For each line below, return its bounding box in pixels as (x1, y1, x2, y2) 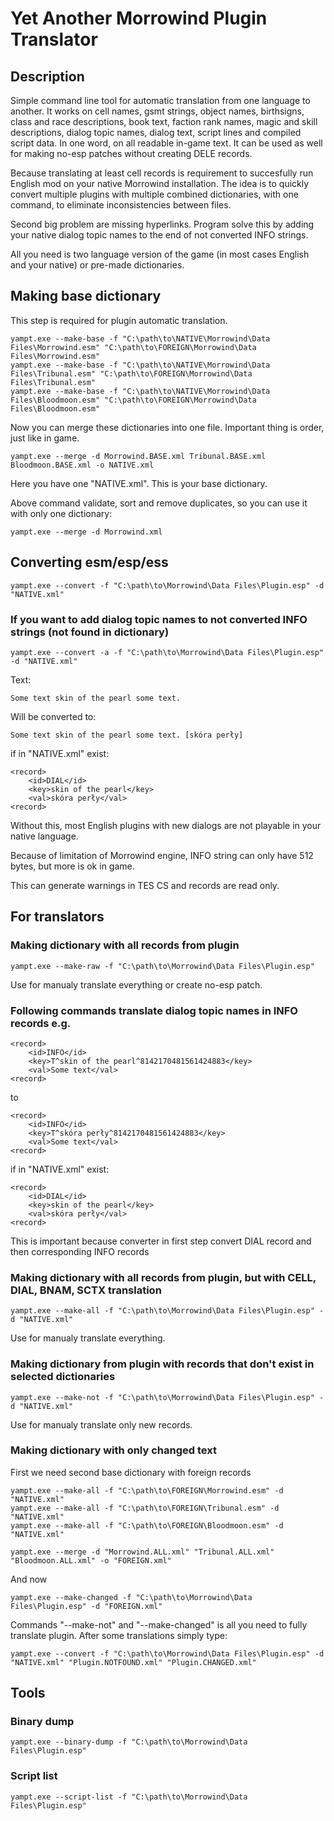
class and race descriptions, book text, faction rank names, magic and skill (10, 116, 318, 127)
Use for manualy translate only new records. (10, 1418, 193, 1431)
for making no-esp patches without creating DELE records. (10, 148, 253, 159)
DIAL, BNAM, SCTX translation (10, 1283, 162, 1297)
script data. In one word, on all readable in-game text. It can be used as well (10, 137, 323, 149)
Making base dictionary (10, 288, 162, 305)
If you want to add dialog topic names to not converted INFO (10, 612, 308, 626)
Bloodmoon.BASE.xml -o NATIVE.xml (10, 460, 155, 470)
